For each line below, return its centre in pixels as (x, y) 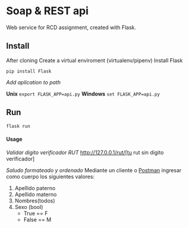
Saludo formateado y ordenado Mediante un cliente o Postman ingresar (94, 170)
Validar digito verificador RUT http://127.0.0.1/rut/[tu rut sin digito (85, 152)
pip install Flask (29, 71)
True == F (36, 213)
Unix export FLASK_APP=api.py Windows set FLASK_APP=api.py (83, 94)
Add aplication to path (33, 82)
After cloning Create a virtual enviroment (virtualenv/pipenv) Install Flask (94, 60)
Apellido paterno (35, 188)
